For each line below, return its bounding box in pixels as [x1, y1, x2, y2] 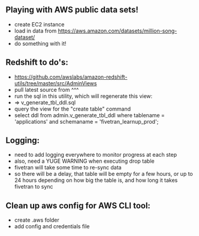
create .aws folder [14, 216, 59, 224]
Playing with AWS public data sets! [5, 5, 138, 15]
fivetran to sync [14, 183, 53, 190]
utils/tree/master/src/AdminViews [14, 79, 97, 86]
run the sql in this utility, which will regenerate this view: [14, 92, 153, 100]
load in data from [14, 27, 57, 34]
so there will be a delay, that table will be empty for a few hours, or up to [14, 171, 193, 178]
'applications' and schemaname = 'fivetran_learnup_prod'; [14, 118, 159, 125]
